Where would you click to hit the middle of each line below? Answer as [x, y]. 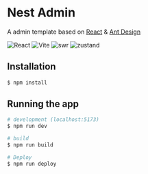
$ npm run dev [27, 126]
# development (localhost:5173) [53, 120]
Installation [32, 67]
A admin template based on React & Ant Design [74, 32]
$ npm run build [30, 145]
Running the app [43, 104]
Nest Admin [41, 13]
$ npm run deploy [32, 164]
